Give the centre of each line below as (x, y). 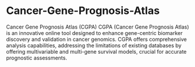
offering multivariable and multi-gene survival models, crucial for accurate (97, 51)
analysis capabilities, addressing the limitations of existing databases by (94, 45)
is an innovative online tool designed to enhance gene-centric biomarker (95, 33)
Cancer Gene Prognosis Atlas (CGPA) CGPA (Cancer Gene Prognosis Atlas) (97, 27)
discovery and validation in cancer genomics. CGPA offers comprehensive (97, 39)
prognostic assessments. (37, 58)
